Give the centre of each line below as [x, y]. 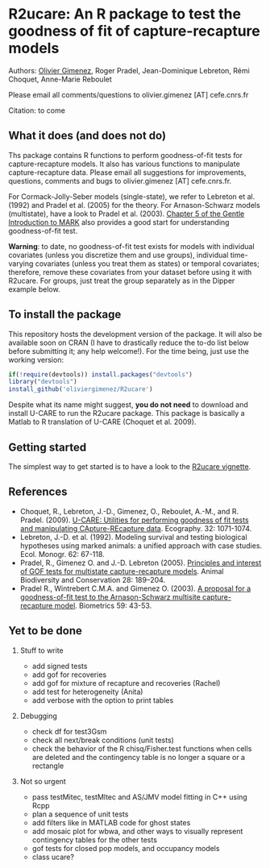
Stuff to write [42, 650]
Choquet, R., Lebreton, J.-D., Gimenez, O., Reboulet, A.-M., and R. [129, 511]
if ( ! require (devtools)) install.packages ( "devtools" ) [101, 374]
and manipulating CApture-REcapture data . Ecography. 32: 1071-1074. [136, 528]
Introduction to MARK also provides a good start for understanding [119, 222]
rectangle [48, 766]
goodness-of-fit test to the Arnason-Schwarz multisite [110, 596]
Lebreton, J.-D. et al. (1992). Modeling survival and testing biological [133, 537]
